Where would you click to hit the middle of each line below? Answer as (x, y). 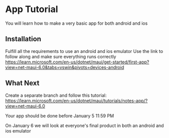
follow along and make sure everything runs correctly (61, 56)
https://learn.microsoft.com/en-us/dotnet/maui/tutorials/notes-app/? (76, 100)
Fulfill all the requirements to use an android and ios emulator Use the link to (84, 51)
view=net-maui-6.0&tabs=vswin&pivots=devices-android (65, 67)
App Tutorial (32, 9)
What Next (22, 83)
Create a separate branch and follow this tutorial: (56, 95)
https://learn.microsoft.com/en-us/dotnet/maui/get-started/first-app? (77, 62)
